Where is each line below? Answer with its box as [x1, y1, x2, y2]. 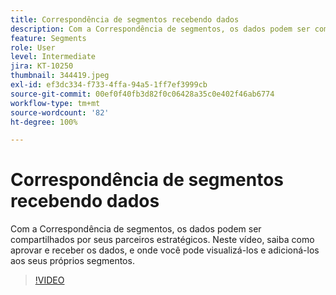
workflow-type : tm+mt [10, 98, 101, 108]
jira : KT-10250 [10, 61, 74, 71]
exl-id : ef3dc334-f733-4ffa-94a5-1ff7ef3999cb [10, 80, 208, 90]
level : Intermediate [10, 52, 97, 62]
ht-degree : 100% [10, 117, 78, 127]
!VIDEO [34, 274, 65, 286]
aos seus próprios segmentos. [10, 255, 135, 267]
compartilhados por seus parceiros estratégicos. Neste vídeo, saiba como [10, 234, 315, 246]
